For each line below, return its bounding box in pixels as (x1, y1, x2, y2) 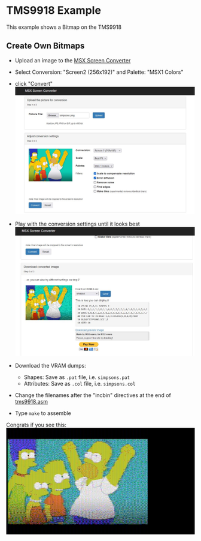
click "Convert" (14, 80, 53, 87)
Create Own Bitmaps (6, 41, 85, 51)
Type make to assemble (14, 410, 72, 417)
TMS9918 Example (6, 4, 102, 17)
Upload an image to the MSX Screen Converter (14, 56, 131, 64)
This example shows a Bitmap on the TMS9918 (6, 23, 121, 31)
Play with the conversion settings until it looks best (14, 220, 141, 227)
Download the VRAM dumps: (14, 362, 87, 369)
